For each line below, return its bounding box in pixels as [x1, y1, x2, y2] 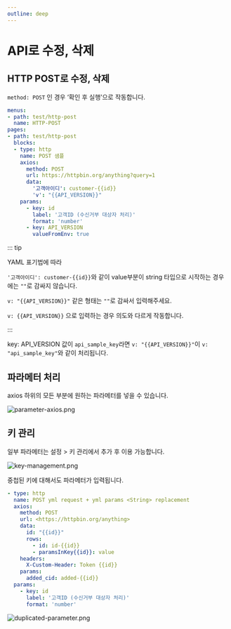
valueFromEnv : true [32, 231, 90, 238]
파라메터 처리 [7, 371, 61, 383]
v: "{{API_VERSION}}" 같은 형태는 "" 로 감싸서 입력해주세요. [7, 296, 172, 305]
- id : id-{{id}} [32, 542, 80, 549]
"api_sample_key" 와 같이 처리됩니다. [7, 349, 109, 357]
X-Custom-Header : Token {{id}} [25, 562, 118, 569]
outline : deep [7, 10, 49, 18]
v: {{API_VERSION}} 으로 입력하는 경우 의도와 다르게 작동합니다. [7, 312, 184, 320]
